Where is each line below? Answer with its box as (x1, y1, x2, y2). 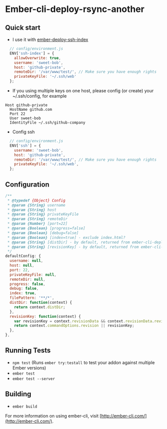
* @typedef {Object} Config (7, 198, 66, 203)
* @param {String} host (7, 207, 57, 213)
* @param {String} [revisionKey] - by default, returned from (7, 244, 139, 249)
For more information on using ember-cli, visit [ (5, 413, 102, 419)
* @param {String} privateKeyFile (7, 212, 79, 217)
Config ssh (12, 129, 35, 135)
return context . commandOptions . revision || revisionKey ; (14, 323, 135, 328)
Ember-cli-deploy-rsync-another (5, 3, 145, 15)
